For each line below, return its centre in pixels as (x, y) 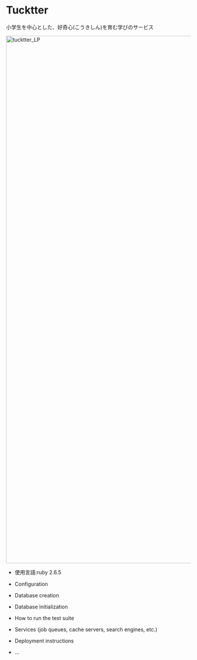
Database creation (37, 595)
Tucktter (27, 10)
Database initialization (41, 607)
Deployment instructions (44, 641)
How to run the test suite (44, 618)
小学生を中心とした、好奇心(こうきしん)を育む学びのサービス (80, 27)
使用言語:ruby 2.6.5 (38, 572)
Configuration (31, 584)
